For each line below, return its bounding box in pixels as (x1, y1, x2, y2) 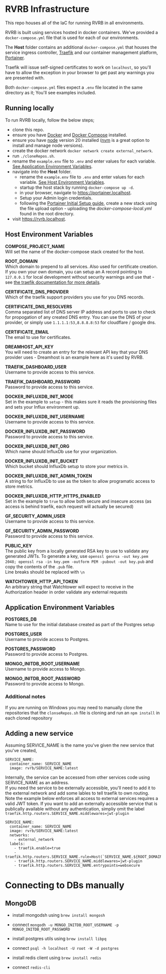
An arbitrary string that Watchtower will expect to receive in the (5, 584, 134, 590)
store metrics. (5, 483, 34, 489)
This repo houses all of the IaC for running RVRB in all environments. (5, 20, 144, 26)
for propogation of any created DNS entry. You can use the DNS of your (5, 314, 151, 320)
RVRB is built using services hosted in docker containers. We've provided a (5, 29, 158, 35)
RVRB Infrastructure (5, 3, 90, 15)
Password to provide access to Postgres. (5, 651, 88, 657)
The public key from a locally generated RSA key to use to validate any (5, 548, 149, 554)
